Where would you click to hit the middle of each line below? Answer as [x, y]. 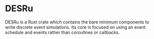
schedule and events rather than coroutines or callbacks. [62, 32]
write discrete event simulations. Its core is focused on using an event [75, 27]
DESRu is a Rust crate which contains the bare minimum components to [77, 22]
